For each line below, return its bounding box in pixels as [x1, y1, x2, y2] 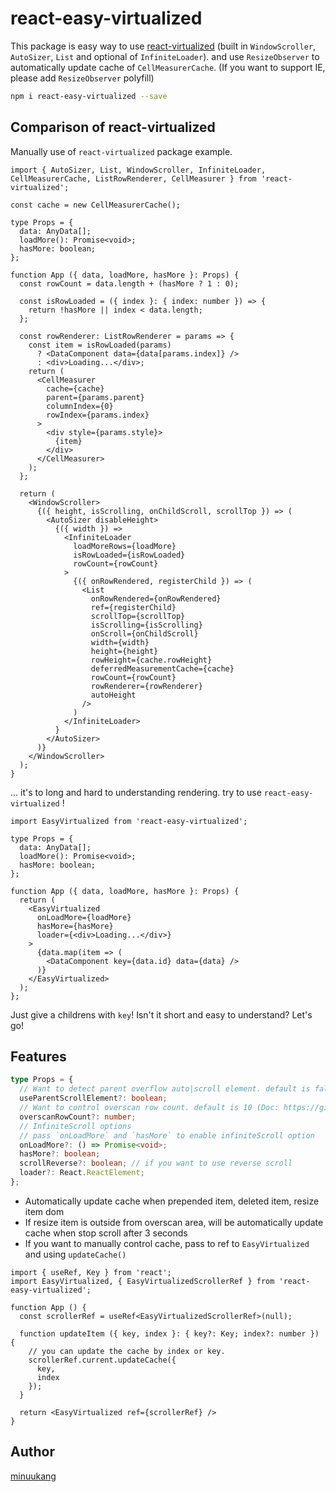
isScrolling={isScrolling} [90, 620, 203, 630]
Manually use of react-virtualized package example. [10, 145, 233, 157]
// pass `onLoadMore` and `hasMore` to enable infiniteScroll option [19, 1130, 315, 1141]
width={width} [90, 637, 150, 647]
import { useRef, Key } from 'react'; [10, 1267, 172, 1277]
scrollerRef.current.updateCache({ [28, 1355, 177, 1365]
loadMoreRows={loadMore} [73, 541, 177, 551]
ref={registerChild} [90, 602, 177, 612]
